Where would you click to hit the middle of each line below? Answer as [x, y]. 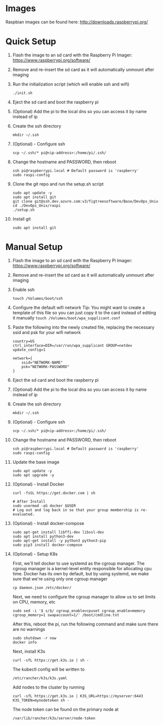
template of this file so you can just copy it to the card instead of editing [84, 312]
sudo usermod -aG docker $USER [44, 506]
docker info [24, 642]
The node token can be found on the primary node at [65, 709]
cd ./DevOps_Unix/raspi [37, 205]
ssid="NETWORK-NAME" [42, 362]
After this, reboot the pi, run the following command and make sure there [85, 624]
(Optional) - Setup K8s [35, 554]
